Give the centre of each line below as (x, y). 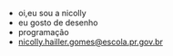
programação (44, 32)
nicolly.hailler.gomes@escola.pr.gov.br (91, 42)
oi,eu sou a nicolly (52, 13)
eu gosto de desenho (58, 23)
